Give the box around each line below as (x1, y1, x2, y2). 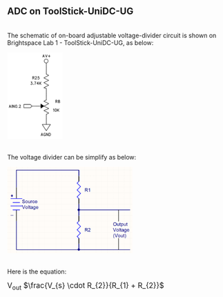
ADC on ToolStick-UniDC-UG (7, 6, 134, 17)
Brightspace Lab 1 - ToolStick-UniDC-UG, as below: (7, 38, 154, 47)
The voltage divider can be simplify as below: (7, 153, 137, 161)
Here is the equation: (7, 267, 67, 276)
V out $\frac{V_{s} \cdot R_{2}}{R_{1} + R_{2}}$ (7, 280, 164, 292)
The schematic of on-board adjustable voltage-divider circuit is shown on (7, 31, 217, 39)
